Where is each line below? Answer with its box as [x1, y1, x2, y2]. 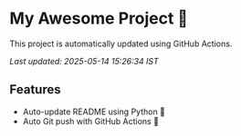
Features [9, 82, 61, 98]
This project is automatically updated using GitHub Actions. [9, 38, 233, 49]
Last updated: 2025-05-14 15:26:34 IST [9, 55, 160, 66]
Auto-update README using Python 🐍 [22, 106, 166, 117]
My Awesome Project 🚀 [9, 8, 189, 29]
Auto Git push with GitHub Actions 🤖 [22, 115, 160, 126]
